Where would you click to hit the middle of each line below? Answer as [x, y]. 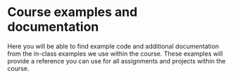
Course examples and [73, 12]
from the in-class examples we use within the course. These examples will [115, 54]
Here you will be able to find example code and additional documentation [113, 46]
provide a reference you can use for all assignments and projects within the [116, 61]
